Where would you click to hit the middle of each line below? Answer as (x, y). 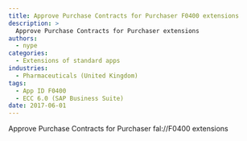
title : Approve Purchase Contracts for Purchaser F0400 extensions (124, 16)
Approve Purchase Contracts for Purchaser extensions (107, 31)
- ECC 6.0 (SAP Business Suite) (70, 98)
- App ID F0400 (41, 91)
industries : (28, 68)
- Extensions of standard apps (68, 61)
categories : (28, 53)
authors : (23, 38)
